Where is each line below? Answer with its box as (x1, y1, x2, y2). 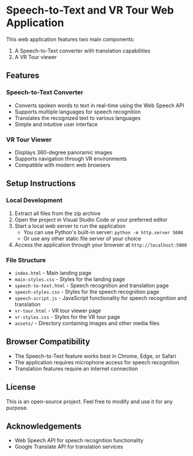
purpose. (6, 404, 28, 411)
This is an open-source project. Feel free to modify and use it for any (6, 397, 173, 405)
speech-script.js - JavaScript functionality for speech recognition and (14, 294, 187, 302)
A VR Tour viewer (14, 53, 57, 60)
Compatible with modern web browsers (14, 161, 111, 169)
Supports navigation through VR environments (14, 155, 127, 162)
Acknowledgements (6, 421, 82, 431)
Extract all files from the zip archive (14, 209, 101, 216)
